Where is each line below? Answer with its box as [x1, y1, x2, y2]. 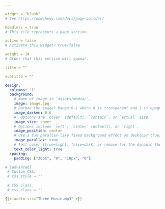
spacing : [9, 151, 27, 156]
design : [5, 83, 21, 88]
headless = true [5, 25, 38, 30]
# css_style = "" [7, 174, 43, 179]
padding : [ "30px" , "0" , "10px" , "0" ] [14, 156, 91, 161]
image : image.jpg [14, 101, 50, 106]
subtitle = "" [5, 74, 34, 79]
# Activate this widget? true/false [5, 43, 80, 48]
